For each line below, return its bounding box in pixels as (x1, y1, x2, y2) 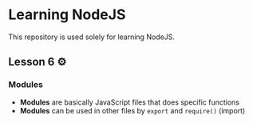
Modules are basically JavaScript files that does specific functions (19, 97, 239, 107)
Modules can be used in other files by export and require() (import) (19, 105, 246, 115)
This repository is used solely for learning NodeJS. (8, 32, 176, 42)
